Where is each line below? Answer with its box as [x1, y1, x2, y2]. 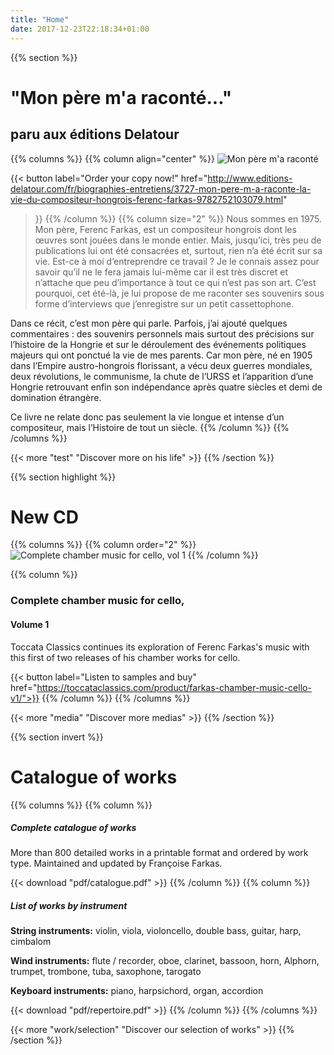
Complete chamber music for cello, [10, 594, 185, 608]
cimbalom [10, 936, 52, 948]
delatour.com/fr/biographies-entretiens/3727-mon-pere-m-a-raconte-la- [10, 182, 312, 195]
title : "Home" [10, 14, 70, 25]
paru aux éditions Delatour [10, 126, 180, 143]
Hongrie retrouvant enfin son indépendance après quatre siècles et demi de [10, 381, 323, 393]
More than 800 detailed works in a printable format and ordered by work [10, 847, 309, 859]
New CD [10, 506, 80, 528]
